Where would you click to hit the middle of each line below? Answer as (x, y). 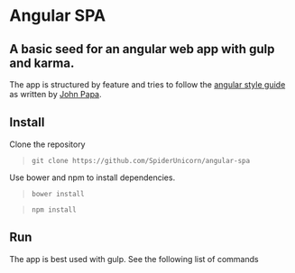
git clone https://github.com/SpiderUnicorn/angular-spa (141, 160)
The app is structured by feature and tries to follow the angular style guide (147, 85)
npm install (54, 209)
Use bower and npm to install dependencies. (92, 177)
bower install (58, 194)
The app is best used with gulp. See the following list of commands (134, 259)
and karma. (42, 63)
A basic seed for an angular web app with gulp (142, 49)
